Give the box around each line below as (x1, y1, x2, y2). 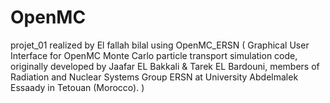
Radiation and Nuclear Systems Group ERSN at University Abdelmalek (10, 71, 299, 83)
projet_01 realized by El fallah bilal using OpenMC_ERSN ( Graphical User (10, 39, 310, 51)
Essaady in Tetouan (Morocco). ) (10, 81, 145, 93)
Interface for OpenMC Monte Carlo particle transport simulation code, (10, 49, 298, 61)
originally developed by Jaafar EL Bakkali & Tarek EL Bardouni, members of (10, 60, 320, 72)
